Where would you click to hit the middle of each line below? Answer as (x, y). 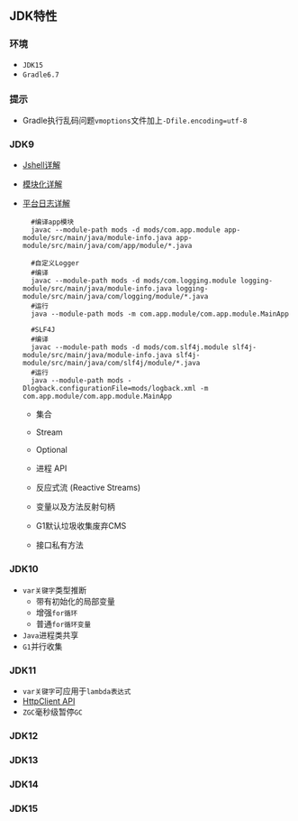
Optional (51, 450)
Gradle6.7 (41, 75)
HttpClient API (49, 701)
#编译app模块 (53, 222)
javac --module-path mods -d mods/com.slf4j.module (130, 347)
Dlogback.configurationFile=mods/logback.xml (109, 389)
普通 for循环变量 (63, 623)
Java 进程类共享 (50, 635)
